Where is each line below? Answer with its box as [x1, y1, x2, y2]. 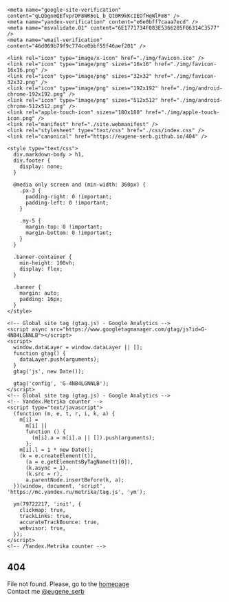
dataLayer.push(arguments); [19, 356, 100, 363]
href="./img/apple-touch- [145, 109, 220, 116]
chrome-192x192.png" [7, 91, 67, 98]
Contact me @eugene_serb [7, 587, 85, 595]
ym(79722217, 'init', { [13, 501, 81, 508]
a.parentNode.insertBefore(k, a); [25, 477, 125, 484]
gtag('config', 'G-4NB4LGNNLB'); [13, 380, 109, 387]
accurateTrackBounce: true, [19, 519, 100, 526]
